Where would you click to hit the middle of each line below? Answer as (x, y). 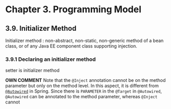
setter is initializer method (32, 71)
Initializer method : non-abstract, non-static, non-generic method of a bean (84, 40)
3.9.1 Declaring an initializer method (51, 59)
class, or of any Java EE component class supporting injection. (71, 46)
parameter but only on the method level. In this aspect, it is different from (82, 86)
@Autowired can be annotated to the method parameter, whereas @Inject (81, 97)
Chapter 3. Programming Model (73, 9)
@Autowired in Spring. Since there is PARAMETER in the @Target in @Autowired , (84, 91)
